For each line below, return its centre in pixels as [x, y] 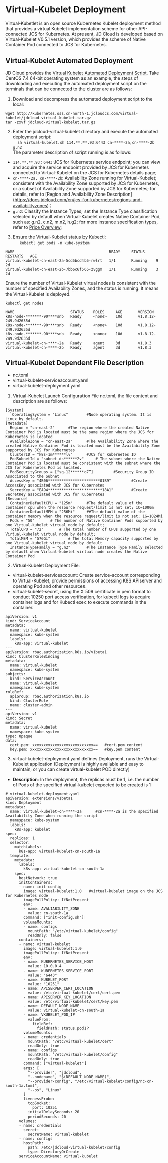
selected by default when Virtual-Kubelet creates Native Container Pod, [87, 216]
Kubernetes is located [29, 437]
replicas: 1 [22, 838]
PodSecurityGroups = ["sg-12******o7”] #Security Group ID [82, 472]
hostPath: [33, 1143]
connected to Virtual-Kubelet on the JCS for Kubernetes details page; [85, 172]
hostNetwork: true [38, 878]
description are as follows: [40, 401]
